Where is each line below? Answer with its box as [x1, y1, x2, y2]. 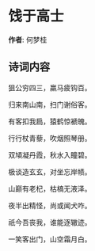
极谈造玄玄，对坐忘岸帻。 [8, 167, 92, 177]
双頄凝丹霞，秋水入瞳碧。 [8, 150, 92, 159]
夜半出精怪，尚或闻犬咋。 [8, 200, 92, 210]
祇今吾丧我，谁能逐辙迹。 [8, 217, 92, 226]
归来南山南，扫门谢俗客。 [8, 100, 92, 109]
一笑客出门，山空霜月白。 [8, 234, 92, 244]
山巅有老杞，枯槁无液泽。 [8, 184, 92, 193]
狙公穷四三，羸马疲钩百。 [8, 82, 92, 92]
